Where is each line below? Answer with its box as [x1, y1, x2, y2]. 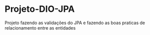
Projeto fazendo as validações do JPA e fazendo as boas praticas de [4, 20, 145, 26]
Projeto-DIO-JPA [4, 3, 75, 15]
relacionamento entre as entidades [4, 25, 76, 31]
